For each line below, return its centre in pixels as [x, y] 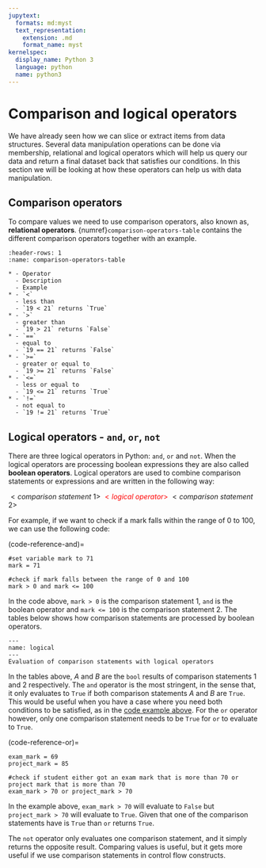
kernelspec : [28, 52]
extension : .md [47, 38]
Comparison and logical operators [123, 114]
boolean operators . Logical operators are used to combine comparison [125, 473]
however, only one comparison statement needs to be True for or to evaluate [133, 719]
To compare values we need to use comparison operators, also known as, [129, 222]
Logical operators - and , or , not [84, 437]
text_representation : [51, 30]
